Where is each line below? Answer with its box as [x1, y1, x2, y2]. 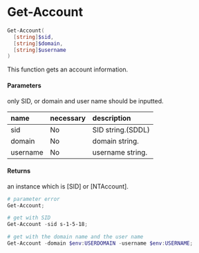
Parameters [7, 81, 41, 89]
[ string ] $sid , [13, 33, 54, 40]
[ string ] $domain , [13, 40, 64, 47]
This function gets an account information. [7, 65, 129, 73]
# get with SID [7, 214, 51, 222]
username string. [92, 147, 148, 157]
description [92, 113, 131, 123]
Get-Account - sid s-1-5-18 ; [7, 221, 88, 228]
